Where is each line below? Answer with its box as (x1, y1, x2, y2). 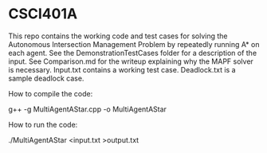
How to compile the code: (8, 88, 93, 98)
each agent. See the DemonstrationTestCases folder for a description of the (8, 48, 257, 57)
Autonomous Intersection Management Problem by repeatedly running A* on (8, 39, 260, 49)
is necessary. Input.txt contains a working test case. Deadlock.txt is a (8, 65, 237, 74)
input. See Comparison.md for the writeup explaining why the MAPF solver (8, 57, 253, 66)
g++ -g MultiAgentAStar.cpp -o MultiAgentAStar (8, 104, 167, 114)
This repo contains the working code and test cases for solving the (8, 31, 229, 41)
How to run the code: (8, 120, 78, 129)
